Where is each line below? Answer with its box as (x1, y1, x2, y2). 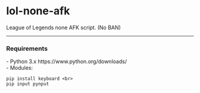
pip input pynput (6, 81, 49, 87)
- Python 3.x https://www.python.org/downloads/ (6, 58, 127, 65)
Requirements (6, 44, 48, 52)
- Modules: (6, 64, 33, 72)
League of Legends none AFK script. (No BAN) (6, 24, 121, 31)
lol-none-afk (6, 4, 70, 18)
